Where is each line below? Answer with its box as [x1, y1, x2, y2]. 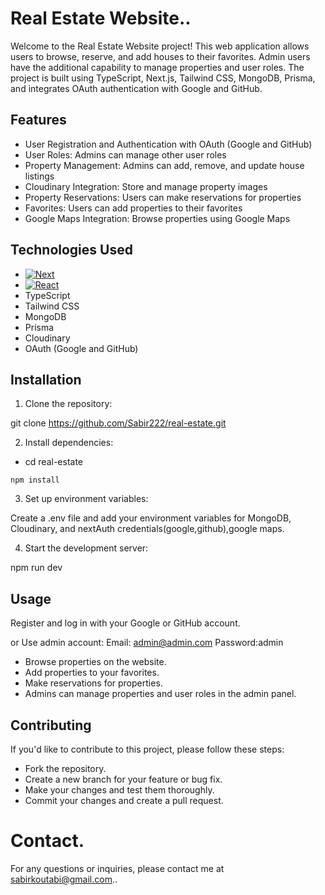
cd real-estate [24, 456, 83, 468]
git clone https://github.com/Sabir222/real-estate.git [10, 417, 227, 429]
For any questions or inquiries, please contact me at [10, 862, 225, 874]
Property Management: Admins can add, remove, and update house [24, 159, 305, 171]
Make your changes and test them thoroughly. [24, 784, 215, 796]
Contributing [10, 717, 92, 734]
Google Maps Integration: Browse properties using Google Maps [24, 212, 291, 224]
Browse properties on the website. [24, 656, 167, 668]
